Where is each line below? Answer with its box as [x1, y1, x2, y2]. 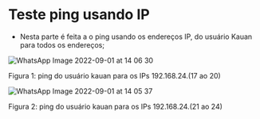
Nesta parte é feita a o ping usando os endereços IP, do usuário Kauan [19, 32, 253, 41]
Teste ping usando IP [8, 6, 150, 24]
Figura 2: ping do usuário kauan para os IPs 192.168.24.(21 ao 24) [8, 102, 223, 111]
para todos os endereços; [19, 40, 105, 49]
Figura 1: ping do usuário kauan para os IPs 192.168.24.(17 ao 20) [8, 71, 221, 80]
